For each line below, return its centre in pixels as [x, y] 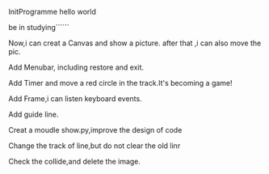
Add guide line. [34, 114]
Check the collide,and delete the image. [75, 161]
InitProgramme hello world [53, 12]
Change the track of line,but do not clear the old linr [95, 146]
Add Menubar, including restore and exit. [76, 67]
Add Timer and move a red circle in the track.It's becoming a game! [120, 83]
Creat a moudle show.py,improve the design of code [95, 130]
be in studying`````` [39, 27]
